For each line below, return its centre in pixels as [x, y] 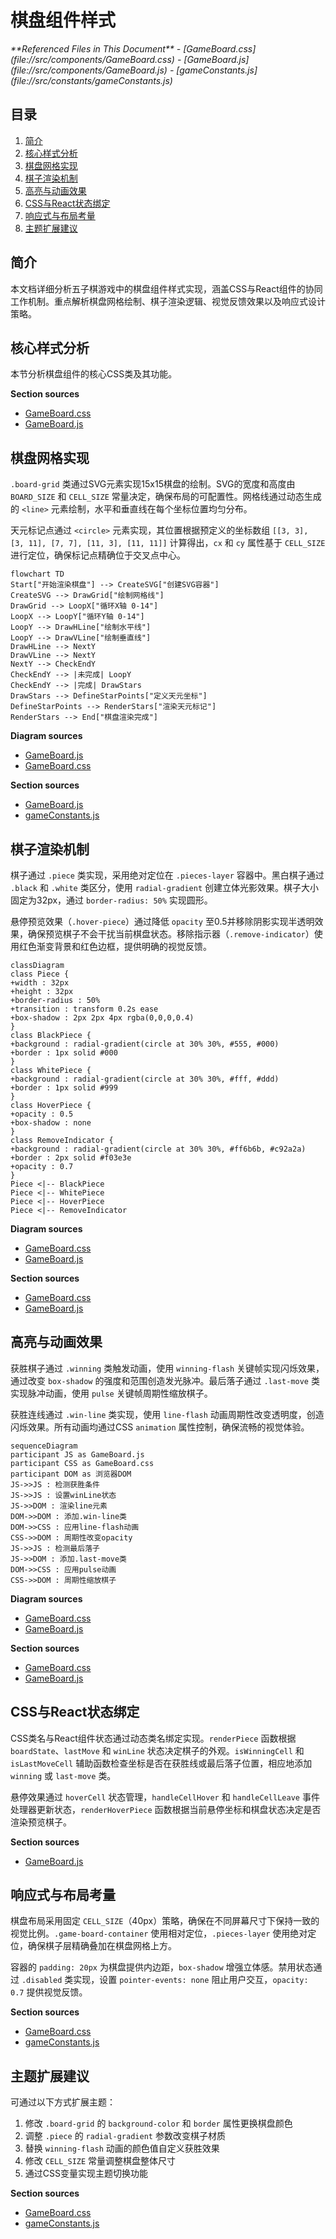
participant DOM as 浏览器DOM [71, 1474]
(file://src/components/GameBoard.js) [89, 70]
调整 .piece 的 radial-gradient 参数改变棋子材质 [125, 2136]
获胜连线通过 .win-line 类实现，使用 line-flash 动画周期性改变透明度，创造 [167, 1414]
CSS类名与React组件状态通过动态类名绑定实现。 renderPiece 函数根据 [153, 1738]
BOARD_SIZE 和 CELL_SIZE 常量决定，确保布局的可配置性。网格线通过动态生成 [166, 497]
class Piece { [40, 974]
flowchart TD [37, 574]
